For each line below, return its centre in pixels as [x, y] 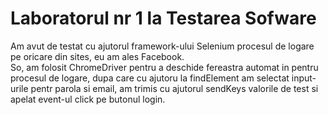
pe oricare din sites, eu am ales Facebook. [97, 56]
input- [304, 78]
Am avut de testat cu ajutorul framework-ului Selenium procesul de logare [162, 46]
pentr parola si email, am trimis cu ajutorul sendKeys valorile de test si [174, 88]
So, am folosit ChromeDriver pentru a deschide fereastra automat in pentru [164, 67]
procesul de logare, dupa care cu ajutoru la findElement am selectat [150, 78]
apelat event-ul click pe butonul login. [88, 99]
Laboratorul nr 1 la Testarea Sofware [163, 18]
